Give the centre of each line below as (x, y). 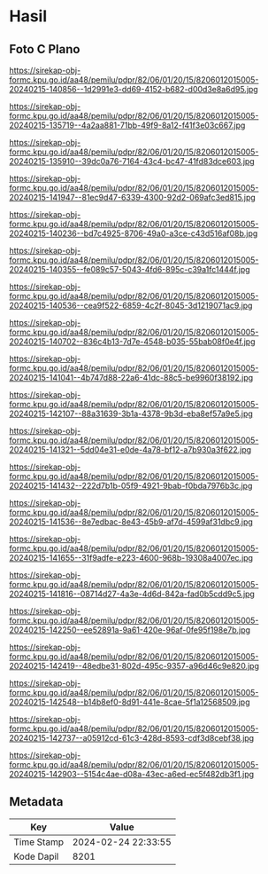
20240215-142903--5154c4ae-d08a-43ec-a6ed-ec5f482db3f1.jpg (132, 774)
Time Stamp (39, 842)
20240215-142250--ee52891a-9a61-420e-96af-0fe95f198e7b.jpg (130, 630)
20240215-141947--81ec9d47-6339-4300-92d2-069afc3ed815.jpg (133, 197)
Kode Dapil (36, 856)
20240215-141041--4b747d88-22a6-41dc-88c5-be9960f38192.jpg (131, 378)
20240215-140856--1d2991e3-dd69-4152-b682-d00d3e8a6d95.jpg (134, 89)
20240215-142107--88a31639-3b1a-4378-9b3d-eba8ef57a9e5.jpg (131, 413)
